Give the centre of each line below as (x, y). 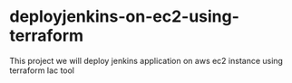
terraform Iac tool (42, 70)
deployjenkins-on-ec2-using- (125, 17)
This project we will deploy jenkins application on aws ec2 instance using (146, 60)
